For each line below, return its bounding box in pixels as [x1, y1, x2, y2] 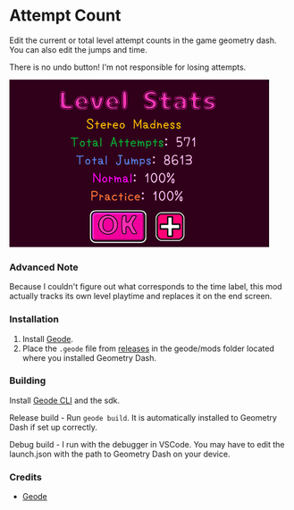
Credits [9, 471, 42, 483]
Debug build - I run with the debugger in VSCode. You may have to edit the [9, 439, 285, 449]
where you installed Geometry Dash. [21, 352, 157, 363]
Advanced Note [9, 261, 79, 273]
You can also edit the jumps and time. [9, 44, 147, 54]
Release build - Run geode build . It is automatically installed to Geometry [9, 412, 277, 422]
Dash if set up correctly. [9, 422, 98, 432]
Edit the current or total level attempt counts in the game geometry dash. [9, 35, 277, 46]
